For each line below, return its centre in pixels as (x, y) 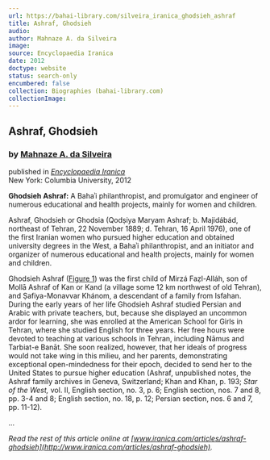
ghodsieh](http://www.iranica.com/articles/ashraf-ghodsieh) (110, 447)
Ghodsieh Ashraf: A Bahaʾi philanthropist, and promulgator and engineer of (133, 195)
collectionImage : (37, 98)
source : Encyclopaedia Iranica (61, 53)
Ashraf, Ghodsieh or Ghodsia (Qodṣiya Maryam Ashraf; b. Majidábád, (123, 220)
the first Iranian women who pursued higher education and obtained (122, 237)
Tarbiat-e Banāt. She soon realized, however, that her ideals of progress (128, 347)
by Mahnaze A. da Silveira (60, 154)
